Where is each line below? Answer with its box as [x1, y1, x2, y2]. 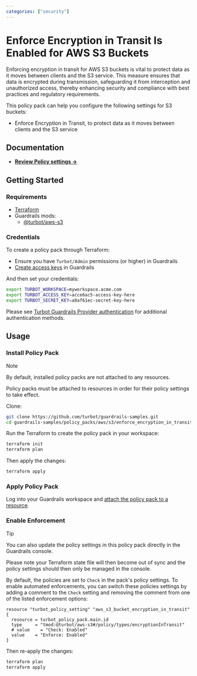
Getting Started [6, 175, 64, 185]
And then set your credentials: [6, 275, 79, 282]
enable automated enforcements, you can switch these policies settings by [6, 582, 187, 589]
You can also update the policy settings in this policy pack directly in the [6, 541, 181, 548]
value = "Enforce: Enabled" [11, 632, 88, 638]
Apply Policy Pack [6, 482, 59, 490]
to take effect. [6, 391, 40, 398]
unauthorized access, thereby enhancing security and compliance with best [6, 84, 189, 91]
